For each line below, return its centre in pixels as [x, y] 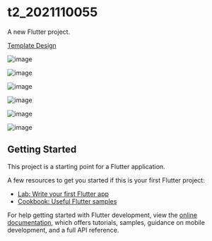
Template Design [32, 45]
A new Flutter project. [39, 32]
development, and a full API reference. [63, 230]
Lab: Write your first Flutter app [63, 194]
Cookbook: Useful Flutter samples [67, 201]
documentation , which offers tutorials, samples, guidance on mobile [106, 222]
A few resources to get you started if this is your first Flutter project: [106, 180]
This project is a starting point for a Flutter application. [86, 166]
